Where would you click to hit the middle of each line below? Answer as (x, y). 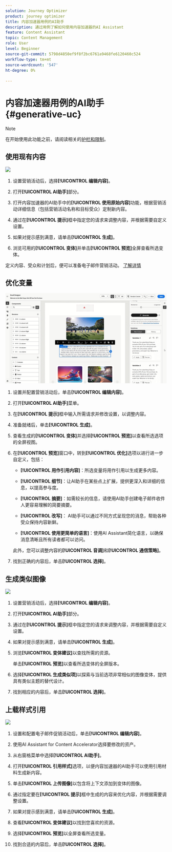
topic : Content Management (34, 38)
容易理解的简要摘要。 (52, 505)
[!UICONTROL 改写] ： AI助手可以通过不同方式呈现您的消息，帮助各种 (93, 516)
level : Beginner (23, 49)
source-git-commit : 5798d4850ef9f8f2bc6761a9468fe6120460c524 (73, 54)
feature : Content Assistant (35, 33)
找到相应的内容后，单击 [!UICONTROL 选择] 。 (60, 692)
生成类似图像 (26, 579)
